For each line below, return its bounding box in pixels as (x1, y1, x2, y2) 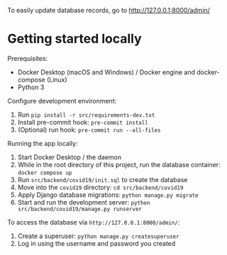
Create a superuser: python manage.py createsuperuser (17, 232, 179, 240)
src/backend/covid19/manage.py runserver (17, 205, 142, 212)
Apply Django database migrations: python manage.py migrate (17, 191, 199, 199)
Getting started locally (7, 31, 142, 47)
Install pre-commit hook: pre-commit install (17, 118, 149, 126)
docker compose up (17, 169, 72, 176)
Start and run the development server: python (17, 198, 150, 206)
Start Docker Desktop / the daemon (17, 152, 122, 161)
